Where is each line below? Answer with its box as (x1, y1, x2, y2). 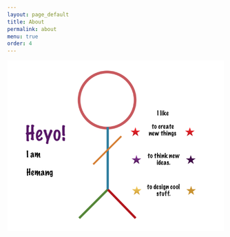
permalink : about (7, 25, 57, 32)
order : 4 (7, 40, 32, 48)
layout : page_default (7, 11, 70, 18)
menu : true (7, 33, 39, 40)
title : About (7, 18, 45, 25)
